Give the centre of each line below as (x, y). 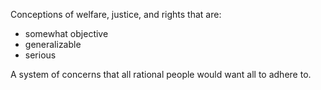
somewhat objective (66, 33)
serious (40, 55)
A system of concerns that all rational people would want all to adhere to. (161, 74)
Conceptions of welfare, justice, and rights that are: (116, 14)
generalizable (53, 44)
